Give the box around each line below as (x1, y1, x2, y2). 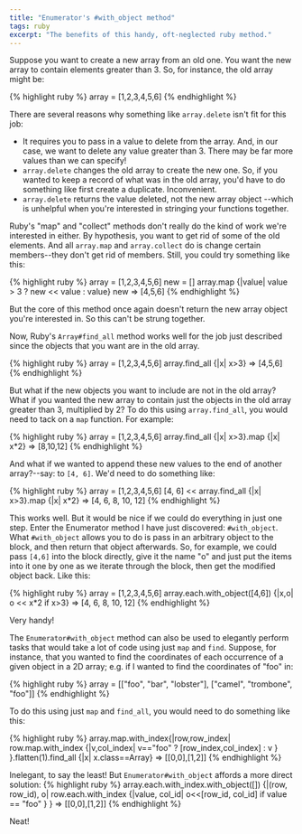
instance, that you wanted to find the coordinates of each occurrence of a (9, 651, 284, 662)
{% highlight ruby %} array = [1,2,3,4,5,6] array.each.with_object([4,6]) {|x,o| (9, 588, 294, 599)
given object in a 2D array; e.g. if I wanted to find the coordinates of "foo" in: (9, 661, 294, 672)
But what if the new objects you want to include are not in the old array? (9, 385, 277, 396)
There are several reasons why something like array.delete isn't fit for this (9, 109, 287, 120)
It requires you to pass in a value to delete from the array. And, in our (22, 136, 279, 147)
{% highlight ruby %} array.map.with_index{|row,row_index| (9, 733, 232, 744)
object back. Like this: (9, 570, 91, 581)
